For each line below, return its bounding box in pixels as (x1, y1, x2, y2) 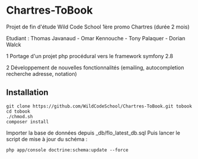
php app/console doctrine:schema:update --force (6, 147, 129, 153)
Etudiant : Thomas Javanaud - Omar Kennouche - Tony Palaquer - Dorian (6, 34, 186, 42)
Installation (6, 87, 49, 98)
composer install (6, 119, 49, 125)
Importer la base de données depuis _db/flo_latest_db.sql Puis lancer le (6, 129, 181, 136)
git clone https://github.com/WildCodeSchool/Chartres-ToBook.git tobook (6, 103, 193, 109)
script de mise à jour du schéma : (6, 135, 88, 142)
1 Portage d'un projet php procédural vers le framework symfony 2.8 (6, 52, 174, 59)
